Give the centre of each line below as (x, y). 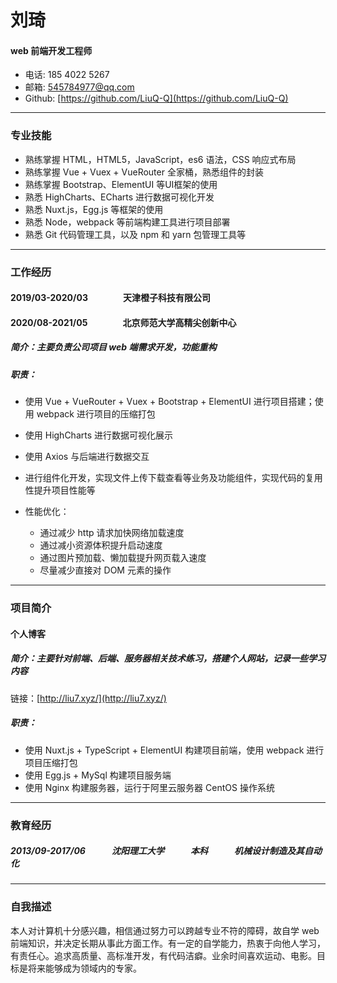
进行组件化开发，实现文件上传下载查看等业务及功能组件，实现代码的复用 (173, 478)
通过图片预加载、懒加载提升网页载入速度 (123, 558)
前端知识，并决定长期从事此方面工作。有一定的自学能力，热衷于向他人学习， (168, 943)
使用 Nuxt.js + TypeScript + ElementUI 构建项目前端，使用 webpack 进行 (174, 750)
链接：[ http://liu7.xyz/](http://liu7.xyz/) (88, 698)
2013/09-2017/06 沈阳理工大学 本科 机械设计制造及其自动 (166, 851)
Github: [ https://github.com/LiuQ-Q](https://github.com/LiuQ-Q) (156, 98)
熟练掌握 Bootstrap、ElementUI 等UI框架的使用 (121, 184)
